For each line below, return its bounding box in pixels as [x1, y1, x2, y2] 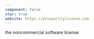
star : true [5, 12, 28, 17]
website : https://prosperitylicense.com [5, 16, 90, 21]
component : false [5, 7, 41, 12]
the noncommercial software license [5, 30, 79, 36]
